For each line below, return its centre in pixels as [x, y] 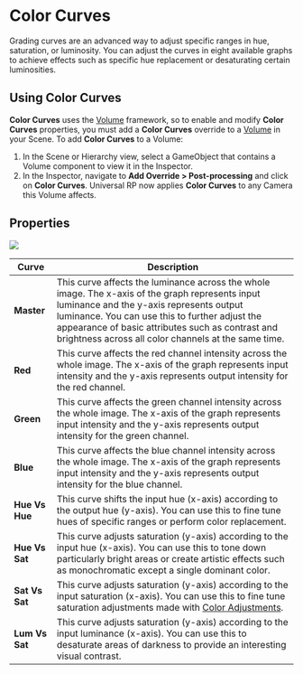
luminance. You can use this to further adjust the [159, 315]
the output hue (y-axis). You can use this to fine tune [169, 510]
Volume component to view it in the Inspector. [108, 166]
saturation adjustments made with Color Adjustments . [170, 607]
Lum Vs [31, 633]
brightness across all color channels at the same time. [170, 338]
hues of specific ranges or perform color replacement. [171, 521]
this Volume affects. [60, 194]
